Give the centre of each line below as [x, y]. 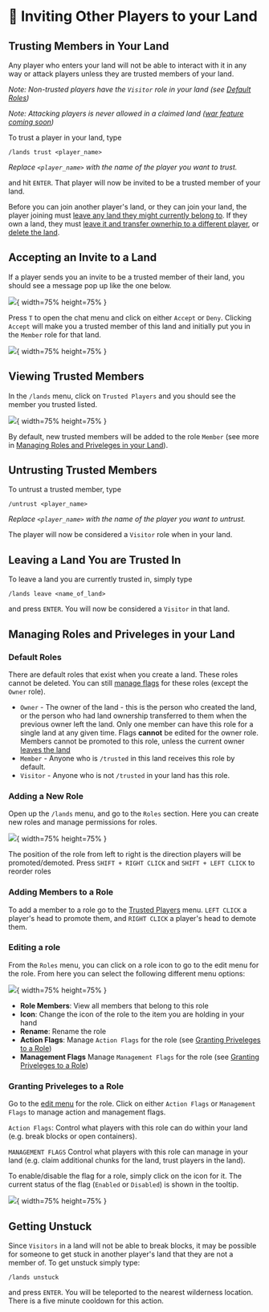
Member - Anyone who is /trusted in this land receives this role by [127, 758]
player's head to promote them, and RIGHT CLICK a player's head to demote [132, 918]
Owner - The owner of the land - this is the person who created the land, [138, 707]
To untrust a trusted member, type [65, 490]
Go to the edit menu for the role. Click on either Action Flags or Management [132, 1104]
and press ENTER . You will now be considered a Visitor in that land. [119, 609]
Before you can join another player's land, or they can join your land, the [128, 207]
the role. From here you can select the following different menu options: [127, 973]
